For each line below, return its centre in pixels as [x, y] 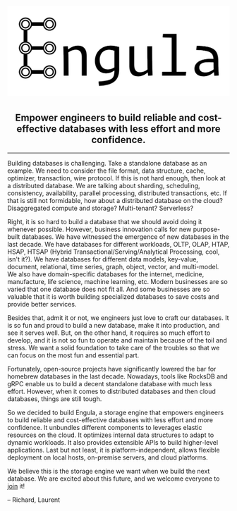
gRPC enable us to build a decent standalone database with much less [110, 384]
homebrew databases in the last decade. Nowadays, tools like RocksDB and [117, 376]
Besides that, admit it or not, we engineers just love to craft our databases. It [118, 318]
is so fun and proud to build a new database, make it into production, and [114, 326]
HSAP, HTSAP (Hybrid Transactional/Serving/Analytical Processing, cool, [114, 252]
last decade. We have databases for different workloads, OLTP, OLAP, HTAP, [119, 245]
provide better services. [42, 304]
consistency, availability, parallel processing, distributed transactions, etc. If [117, 193]
